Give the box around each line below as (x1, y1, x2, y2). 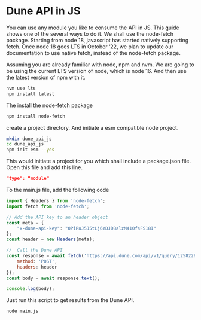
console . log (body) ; (6, 286, 55, 292)
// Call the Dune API (6, 247, 63, 254)
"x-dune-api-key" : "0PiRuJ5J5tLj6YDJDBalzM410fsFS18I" (17, 225, 157, 231)
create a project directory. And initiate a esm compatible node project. (6, 124, 179, 131)
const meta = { (6, 220, 44, 225)
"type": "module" (6, 175, 50, 182)
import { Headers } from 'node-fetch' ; (6, 198, 106, 204)
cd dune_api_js (6, 141, 44, 147)
